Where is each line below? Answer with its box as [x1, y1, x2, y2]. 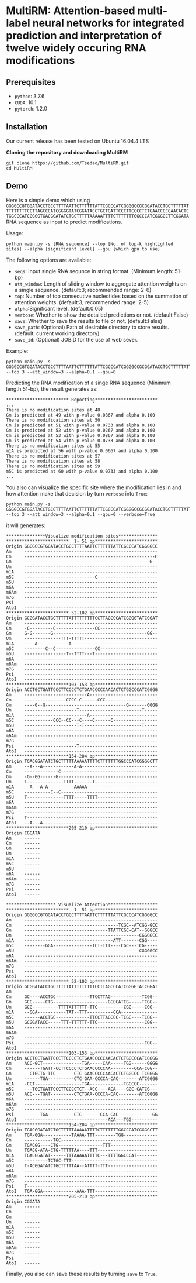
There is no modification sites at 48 [6, 407, 100, 413]
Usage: [6, 229, 23, 236]
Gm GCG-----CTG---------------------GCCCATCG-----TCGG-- [6, 999, 158, 1005]
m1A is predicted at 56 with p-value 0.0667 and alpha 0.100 [6, 448, 158, 454]
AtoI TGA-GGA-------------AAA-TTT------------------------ [6, 1188, 158, 1194]
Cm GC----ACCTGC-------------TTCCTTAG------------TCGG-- [6, 993, 158, 1000]
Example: [6, 347, 29, 355]
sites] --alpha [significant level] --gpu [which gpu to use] [6, 246, 160, 252]
